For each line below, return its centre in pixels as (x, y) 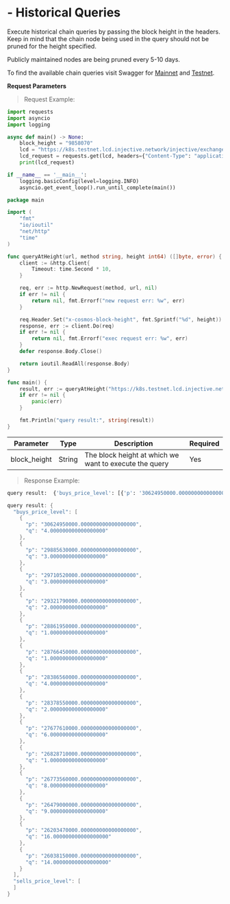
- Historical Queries (64, 13)
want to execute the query (127, 463)
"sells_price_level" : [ (47, 881)
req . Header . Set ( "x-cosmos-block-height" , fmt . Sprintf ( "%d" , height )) (121, 319)
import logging (29, 125)
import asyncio (29, 118)
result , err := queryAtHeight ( (64, 389)
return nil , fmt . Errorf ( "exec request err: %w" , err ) (110, 339)
